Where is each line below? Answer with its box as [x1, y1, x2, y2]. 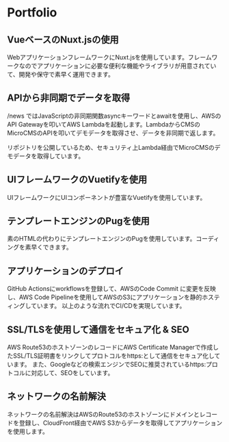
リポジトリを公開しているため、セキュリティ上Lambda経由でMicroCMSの [7, 143, 215, 151]
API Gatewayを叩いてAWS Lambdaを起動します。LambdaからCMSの [7, 120, 200, 128]
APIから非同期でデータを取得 [7, 92, 131, 104]
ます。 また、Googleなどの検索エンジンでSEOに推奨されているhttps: [12, 361, 206, 369]
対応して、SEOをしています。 [30, 369, 114, 377]
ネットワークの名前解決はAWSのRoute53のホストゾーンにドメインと [7, 410, 200, 418]
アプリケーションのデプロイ [7, 265, 124, 276]
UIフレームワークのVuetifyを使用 [7, 174, 148, 185]
